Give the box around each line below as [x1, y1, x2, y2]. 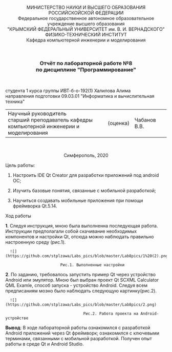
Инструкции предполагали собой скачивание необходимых [5, 228, 137, 235]
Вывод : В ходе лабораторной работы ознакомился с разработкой [5, 325, 150, 331]
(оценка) [107, 120, 130, 127]
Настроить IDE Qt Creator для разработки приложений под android [12, 172, 159, 178]
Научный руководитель [8, 110, 67, 117]
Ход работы [5, 213, 32, 219]
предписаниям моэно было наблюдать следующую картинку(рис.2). [5, 288, 157, 294]
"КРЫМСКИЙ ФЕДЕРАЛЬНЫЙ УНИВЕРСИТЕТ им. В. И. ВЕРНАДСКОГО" [7, 26, 165, 32]
